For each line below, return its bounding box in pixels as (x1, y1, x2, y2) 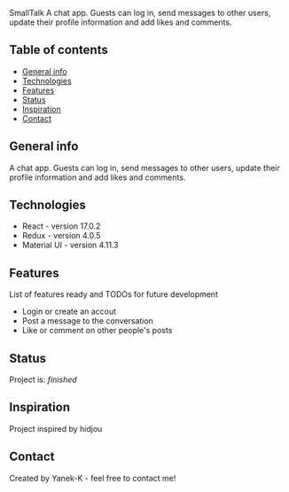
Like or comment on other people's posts (21, 325, 173, 336)
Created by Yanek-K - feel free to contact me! (9, 472, 176, 483)
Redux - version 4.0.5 (21, 230, 101, 241)
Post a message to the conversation (21, 316, 153, 326)
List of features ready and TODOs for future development (9, 289, 219, 300)
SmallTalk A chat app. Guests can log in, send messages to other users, (9, 8, 271, 18)
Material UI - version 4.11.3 (21, 239, 119, 251)
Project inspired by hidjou (9, 423, 103, 433)
